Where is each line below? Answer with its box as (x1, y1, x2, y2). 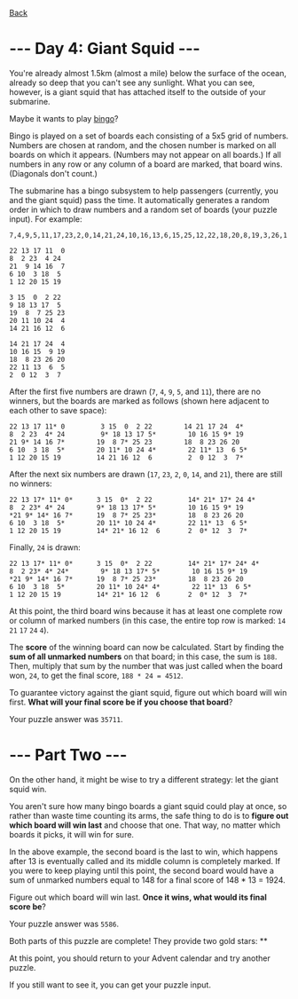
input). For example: (9, 213, 82, 224)
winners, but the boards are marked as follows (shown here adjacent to (9, 395, 270, 406)
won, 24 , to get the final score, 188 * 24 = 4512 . (9, 670, 184, 680)
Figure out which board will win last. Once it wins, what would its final (9, 892, 268, 902)
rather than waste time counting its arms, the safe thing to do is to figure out (9, 810, 289, 821)
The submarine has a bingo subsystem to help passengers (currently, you (9, 185, 279, 196)
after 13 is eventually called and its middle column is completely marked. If (9, 855, 281, 866)
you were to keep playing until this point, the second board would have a (9, 865, 275, 876)
